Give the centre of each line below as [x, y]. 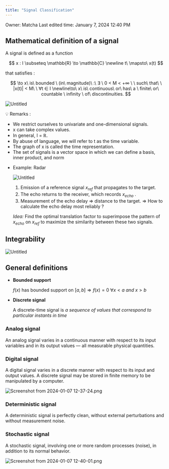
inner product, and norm [38, 158]
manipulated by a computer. [35, 381]
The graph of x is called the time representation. [64, 147]
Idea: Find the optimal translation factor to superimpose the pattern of [86, 217]
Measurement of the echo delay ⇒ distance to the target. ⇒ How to [91, 201]
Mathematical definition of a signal [62, 41]
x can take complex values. [41, 130]
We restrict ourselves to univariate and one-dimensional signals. [80, 124]
